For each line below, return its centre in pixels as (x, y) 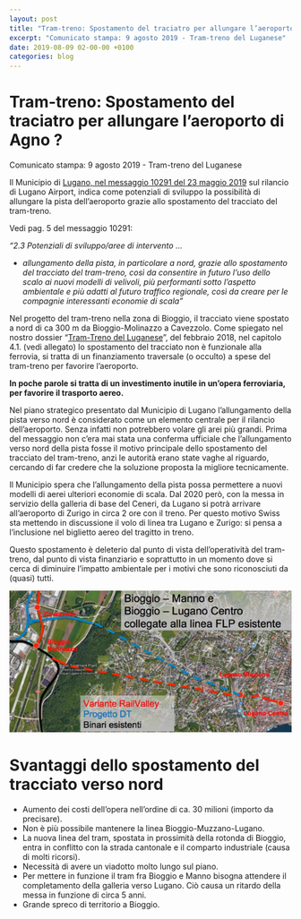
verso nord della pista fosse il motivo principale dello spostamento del (138, 449)
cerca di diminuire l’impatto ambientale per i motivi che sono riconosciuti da (149, 569)
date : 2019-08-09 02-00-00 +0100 (72, 47)
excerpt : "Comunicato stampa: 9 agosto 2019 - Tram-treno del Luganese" (148, 38)
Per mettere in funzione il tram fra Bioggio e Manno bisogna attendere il (154, 876)
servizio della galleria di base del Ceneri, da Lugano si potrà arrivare (135, 504)
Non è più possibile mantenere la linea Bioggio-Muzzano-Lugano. (143, 828)
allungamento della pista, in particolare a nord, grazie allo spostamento (155, 263)
